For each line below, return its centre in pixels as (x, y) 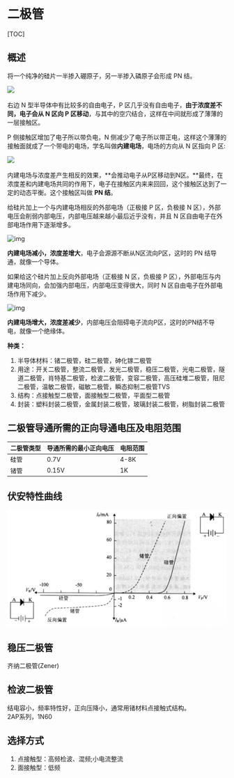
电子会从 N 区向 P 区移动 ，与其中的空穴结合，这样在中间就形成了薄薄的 (121, 114)
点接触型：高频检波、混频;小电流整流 (70, 758)
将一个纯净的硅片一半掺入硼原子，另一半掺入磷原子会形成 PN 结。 (102, 76)
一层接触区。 (25, 122)
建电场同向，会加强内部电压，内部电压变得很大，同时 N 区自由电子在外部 (112, 285)
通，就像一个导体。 (35, 261)
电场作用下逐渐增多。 (44, 224)
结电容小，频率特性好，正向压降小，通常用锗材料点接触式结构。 (99, 708)
